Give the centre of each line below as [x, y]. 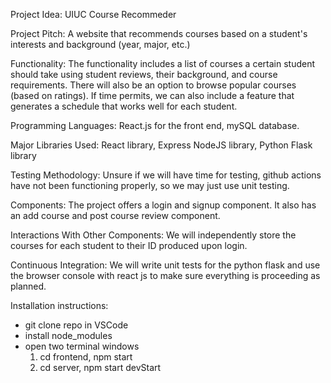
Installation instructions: [59, 305]
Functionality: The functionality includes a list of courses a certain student [162, 63]
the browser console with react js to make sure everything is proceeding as [165, 275]
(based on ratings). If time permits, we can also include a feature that [152, 95]
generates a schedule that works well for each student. [124, 106]
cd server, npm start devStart [100, 367]
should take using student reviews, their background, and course [144, 74]
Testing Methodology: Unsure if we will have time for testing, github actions [166, 175]
